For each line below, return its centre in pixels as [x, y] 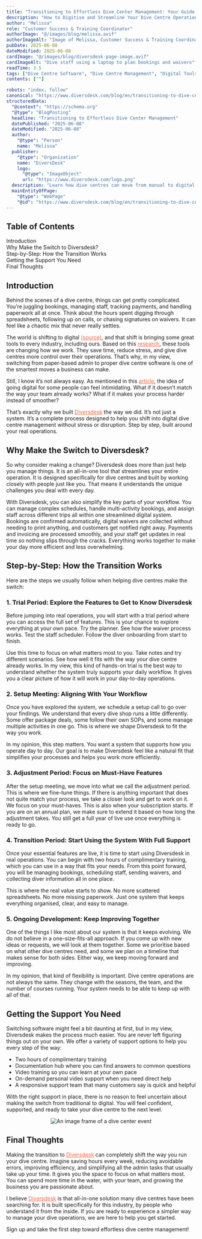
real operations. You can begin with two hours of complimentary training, [97, 859]
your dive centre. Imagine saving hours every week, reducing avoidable [95, 1161]
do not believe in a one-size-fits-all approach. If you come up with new [94, 939]
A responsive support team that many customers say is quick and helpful [105, 1085]
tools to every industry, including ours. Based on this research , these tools [98, 344]
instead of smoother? [32, 400]
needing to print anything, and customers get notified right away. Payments [100, 528]
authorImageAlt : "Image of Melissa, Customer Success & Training [90, 40]
